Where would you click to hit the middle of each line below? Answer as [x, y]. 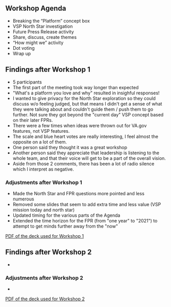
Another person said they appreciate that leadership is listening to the [86, 153]
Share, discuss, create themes [45, 37]
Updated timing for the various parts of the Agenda [66, 215]
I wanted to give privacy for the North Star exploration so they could [84, 98]
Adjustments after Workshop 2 [44, 278]
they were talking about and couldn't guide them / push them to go [83, 109]
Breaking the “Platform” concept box [51, 21]
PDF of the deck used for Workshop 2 [45, 299]
